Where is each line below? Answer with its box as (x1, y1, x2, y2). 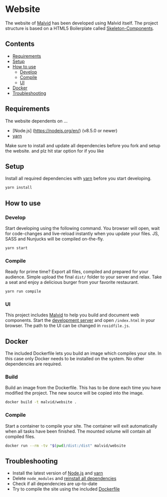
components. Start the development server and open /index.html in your (5, 317, 156, 323)
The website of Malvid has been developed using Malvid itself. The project (5, 20, 159, 26)
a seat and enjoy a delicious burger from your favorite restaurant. (5, 279, 139, 285)
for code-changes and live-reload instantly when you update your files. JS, (5, 231, 160, 237)
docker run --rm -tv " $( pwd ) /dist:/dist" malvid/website (5, 443, 126, 448)
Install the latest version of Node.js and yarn (12, 470, 103, 476)
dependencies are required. (5, 361, 62, 367)
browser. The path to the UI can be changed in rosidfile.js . (5, 323, 130, 329)
